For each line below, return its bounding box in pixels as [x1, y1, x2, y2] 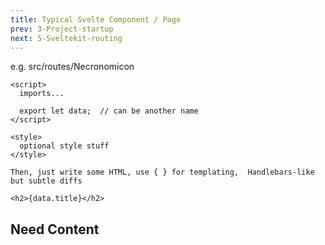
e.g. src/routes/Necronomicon [10, 61, 135, 73]
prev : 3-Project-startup [10, 24, 114, 34]
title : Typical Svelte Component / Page [10, 14, 182, 25]
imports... [19, 89, 65, 99]
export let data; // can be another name [19, 106, 199, 116]
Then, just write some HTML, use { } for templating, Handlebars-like [10, 167, 315, 178]
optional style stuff [19, 141, 110, 151]
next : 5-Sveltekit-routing [10, 33, 123, 43]
